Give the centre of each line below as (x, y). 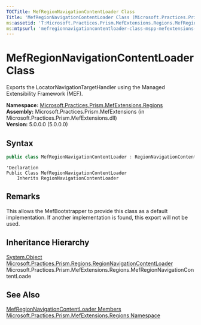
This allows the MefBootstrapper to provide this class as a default (87, 211)
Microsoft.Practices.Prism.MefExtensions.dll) (62, 118)
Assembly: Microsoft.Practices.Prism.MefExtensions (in (75, 112)
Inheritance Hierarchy (48, 243)
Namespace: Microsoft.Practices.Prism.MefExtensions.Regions (85, 105)
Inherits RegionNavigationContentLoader (68, 178)
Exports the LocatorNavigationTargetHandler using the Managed (86, 87)
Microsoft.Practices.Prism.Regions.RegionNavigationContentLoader (90, 263)
